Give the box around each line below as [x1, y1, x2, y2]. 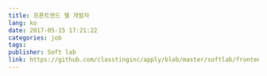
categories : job [8, 33, 62, 42]
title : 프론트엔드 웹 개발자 [8, 11, 90, 20]
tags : [8, 41, 26, 49]
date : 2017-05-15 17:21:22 [8, 26, 98, 34]
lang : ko [8, 19, 37, 27]
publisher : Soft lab [8, 48, 77, 56]
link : [8, 56, 26, 64]
